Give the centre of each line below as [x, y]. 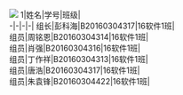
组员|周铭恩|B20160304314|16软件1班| [79, 37]
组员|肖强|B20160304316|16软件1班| [75, 48]
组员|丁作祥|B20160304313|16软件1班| [79, 59]
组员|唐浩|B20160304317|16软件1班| [75, 70]
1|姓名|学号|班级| [51, 15]
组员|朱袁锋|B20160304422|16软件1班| [80, 81]
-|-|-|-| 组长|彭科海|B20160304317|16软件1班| [92, 26]
